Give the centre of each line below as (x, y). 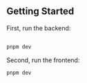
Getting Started (40, 11)
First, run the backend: (39, 28)
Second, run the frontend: (43, 60)
